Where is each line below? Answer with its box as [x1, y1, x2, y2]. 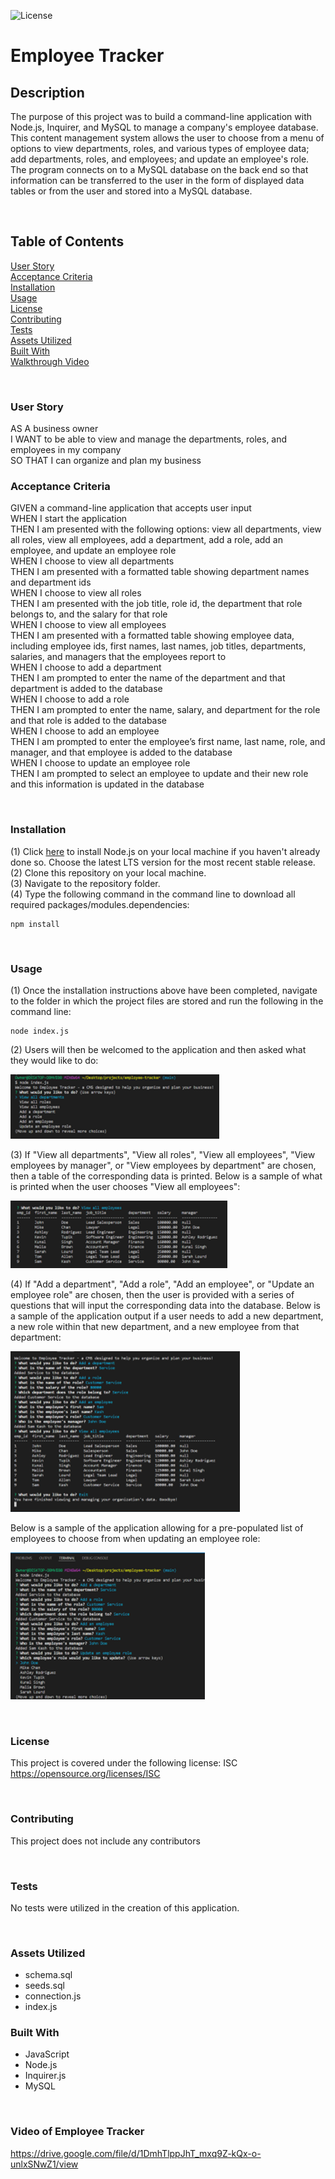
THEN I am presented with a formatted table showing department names [10, 566, 310, 578]
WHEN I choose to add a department [10, 661, 162, 674]
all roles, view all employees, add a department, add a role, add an [10, 534, 283, 546]
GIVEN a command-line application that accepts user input [10, 502, 252, 514]
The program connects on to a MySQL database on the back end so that [10, 164, 309, 175]
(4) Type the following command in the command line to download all [10, 888, 296, 900]
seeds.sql [24, 1980, 65, 1992]
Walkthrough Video [10, 355, 90, 367]
